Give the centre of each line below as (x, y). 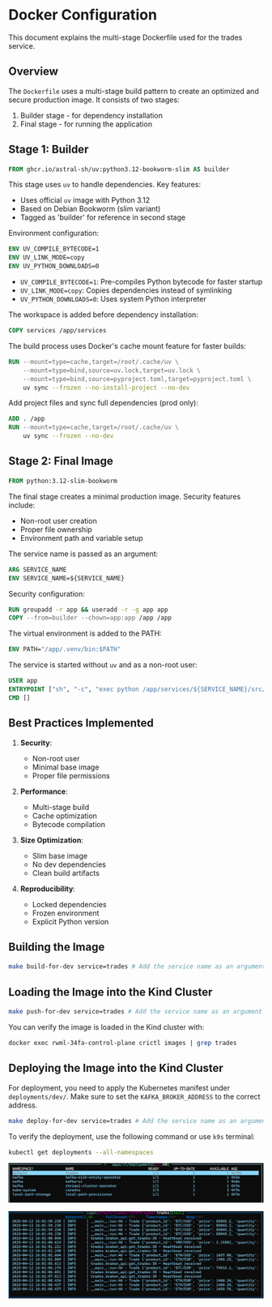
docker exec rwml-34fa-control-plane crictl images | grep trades (123, 1043)
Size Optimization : (51, 840)
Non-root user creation (58, 521)
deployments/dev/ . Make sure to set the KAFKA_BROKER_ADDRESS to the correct (134, 1096)
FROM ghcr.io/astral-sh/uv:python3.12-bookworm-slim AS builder (119, 169)
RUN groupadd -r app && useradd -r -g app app (88, 610)
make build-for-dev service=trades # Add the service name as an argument (137, 966)
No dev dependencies (69, 864)
